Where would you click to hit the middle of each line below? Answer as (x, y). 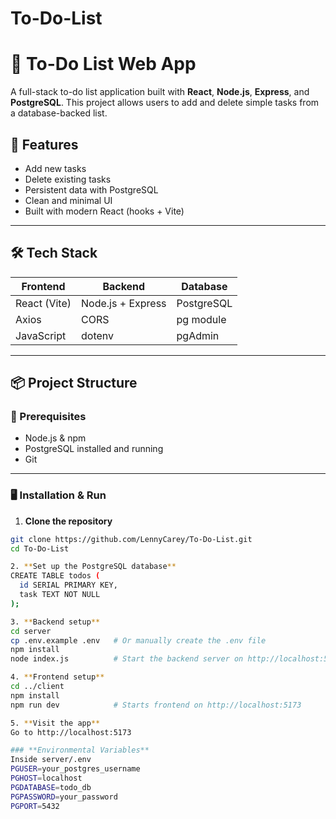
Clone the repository (68, 521)
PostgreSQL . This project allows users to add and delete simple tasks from (165, 103)
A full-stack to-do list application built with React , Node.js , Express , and (160, 92)
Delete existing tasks (68, 179)
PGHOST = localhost (46, 778)
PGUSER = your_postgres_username (75, 769)
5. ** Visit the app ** (55, 723)
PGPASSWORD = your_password (64, 797)
